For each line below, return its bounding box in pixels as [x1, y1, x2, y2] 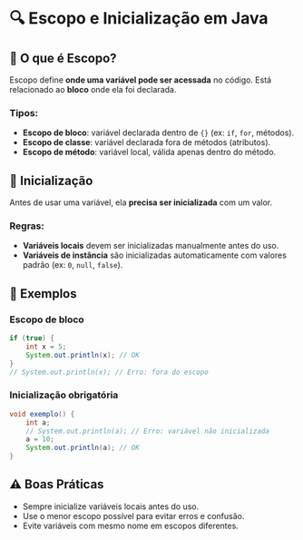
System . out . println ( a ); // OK [25, 443, 141, 453]
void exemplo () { [9, 409, 75, 418]
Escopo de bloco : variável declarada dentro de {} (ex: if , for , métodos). [22, 127, 295, 138]
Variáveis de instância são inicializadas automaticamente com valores [22, 250, 288, 260]
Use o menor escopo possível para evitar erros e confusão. [22, 510, 245, 521]
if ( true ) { [9, 334, 54, 343]
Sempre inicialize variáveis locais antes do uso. [22, 501, 200, 512]
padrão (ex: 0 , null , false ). [22, 260, 123, 270]
